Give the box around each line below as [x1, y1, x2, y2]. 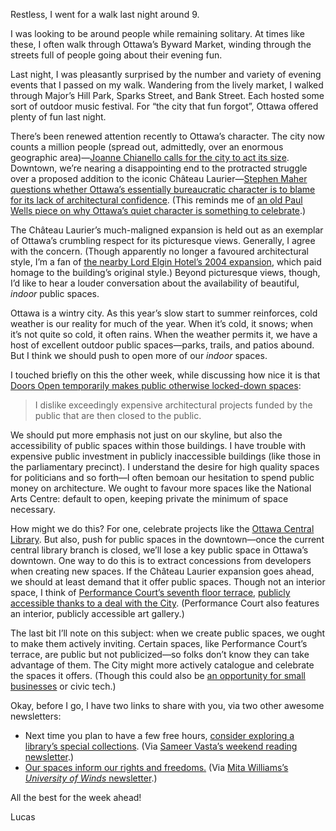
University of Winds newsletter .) [24, 772, 158, 784]
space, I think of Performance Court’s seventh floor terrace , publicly [10, 587, 291, 598]
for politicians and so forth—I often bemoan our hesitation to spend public [10, 472, 315, 483]
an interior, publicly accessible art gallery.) [10, 608, 185, 619]
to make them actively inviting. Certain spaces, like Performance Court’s [10, 638, 308, 649]
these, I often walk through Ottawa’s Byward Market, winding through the [10, 39, 312, 50]
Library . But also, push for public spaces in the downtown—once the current [10, 534, 325, 545]
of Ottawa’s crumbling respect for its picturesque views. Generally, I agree [10, 235, 316, 246]
